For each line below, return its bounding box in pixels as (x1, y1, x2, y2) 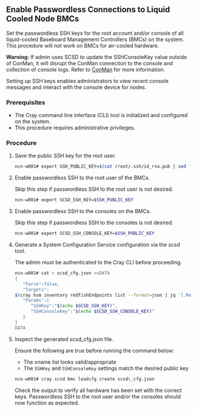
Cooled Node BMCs (6, 14, 79, 24)
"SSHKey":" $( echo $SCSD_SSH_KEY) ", (30, 303, 118, 309)
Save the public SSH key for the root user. (14, 152, 116, 160)
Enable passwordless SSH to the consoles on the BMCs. (14, 208, 151, 215)
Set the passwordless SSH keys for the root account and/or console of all (6, 29, 184, 36)
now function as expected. (14, 399, 79, 406)
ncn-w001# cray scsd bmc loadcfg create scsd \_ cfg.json (14, 376, 155, 382)
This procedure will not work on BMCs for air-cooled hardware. (6, 42, 159, 49)
